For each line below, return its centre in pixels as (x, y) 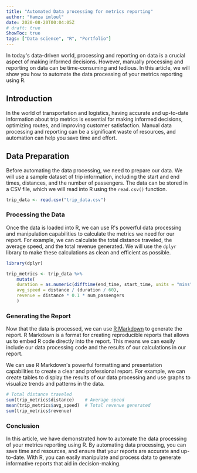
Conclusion (23, 426)
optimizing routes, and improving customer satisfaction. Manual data (89, 125)
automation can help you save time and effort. (62, 138)
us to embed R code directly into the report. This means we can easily (91, 341)
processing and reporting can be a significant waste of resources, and (91, 131)
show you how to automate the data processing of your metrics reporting (94, 74)
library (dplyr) (25, 263)
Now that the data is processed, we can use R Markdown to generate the (94, 329)
